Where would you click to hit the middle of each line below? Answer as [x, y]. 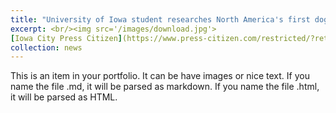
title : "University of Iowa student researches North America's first [160, 19]
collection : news [46, 47]
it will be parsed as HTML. [64, 97]
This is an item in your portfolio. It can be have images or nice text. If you [160, 76]
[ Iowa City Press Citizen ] [66, 38]
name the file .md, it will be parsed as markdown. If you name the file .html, [165, 87]
